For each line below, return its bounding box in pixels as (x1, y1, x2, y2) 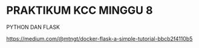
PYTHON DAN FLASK (6, 23, 60, 31)
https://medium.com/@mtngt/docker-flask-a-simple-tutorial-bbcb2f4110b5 (6, 35, 193, 42)
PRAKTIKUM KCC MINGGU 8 (6, 4, 153, 17)
